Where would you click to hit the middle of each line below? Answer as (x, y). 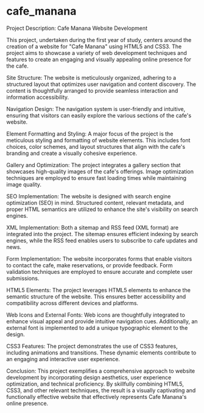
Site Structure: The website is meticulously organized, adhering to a (91, 77)
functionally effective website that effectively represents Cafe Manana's (97, 397)
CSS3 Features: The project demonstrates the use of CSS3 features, (92, 346)
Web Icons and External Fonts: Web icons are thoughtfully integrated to (96, 315)
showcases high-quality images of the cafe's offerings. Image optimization (100, 171)
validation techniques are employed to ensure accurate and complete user (100, 271)
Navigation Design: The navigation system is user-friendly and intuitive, (96, 109)
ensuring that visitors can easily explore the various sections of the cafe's (99, 115)
